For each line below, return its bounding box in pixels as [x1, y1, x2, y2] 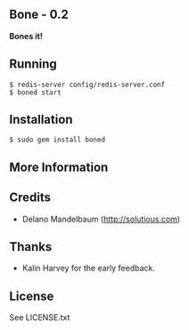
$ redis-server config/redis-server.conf [9, 80, 166, 89]
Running [9, 57, 58, 72]
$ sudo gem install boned [9, 135, 105, 145]
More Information [9, 159, 109, 174]
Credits [9, 190, 52, 205]
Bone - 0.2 [9, 7, 69, 22]
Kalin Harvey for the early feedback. [21, 262, 156, 274]
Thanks [9, 239, 53, 254]
